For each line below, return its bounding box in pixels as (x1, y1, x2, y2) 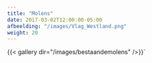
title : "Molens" (7, 10, 53, 17)
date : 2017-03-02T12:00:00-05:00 (7, 16, 103, 23)
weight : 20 (7, 29, 38, 36)
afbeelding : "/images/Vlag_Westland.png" (7, 23, 127, 29)
